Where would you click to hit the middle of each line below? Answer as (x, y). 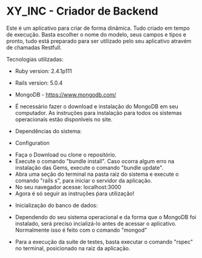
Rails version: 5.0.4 (39, 83)
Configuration (32, 143)
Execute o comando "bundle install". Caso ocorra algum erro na (95, 161)
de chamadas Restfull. (34, 47)
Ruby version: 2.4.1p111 (43, 71)
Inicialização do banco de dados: (56, 205)
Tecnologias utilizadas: (35, 59)
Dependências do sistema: (48, 131)
